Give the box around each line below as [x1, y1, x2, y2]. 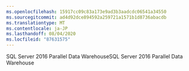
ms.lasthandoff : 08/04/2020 [6, 31, 76, 37]
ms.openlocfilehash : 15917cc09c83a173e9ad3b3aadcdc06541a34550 [6, 8, 167, 15]
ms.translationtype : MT [6, 20, 66, 26]
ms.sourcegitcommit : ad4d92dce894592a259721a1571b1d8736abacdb [6, 14, 167, 20]
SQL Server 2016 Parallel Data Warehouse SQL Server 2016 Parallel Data [6, 53, 183, 60]
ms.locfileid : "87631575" [6, 36, 70, 42]
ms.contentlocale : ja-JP [6, 25, 68, 32]
